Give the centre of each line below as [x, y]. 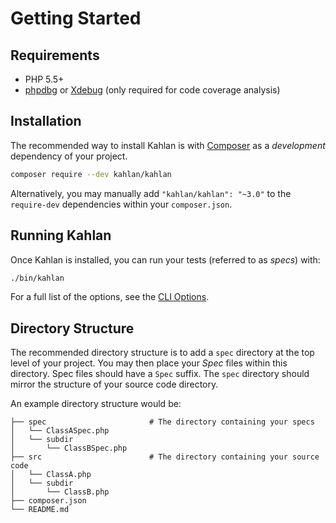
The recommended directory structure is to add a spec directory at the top [162, 353]
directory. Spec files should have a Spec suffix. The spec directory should [160, 374]
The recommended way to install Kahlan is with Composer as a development [168, 145]
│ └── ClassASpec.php [60, 431]
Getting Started [76, 18]
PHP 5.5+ [44, 79]
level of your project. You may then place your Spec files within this [149, 363]
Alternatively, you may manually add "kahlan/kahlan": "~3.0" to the [151, 193]
